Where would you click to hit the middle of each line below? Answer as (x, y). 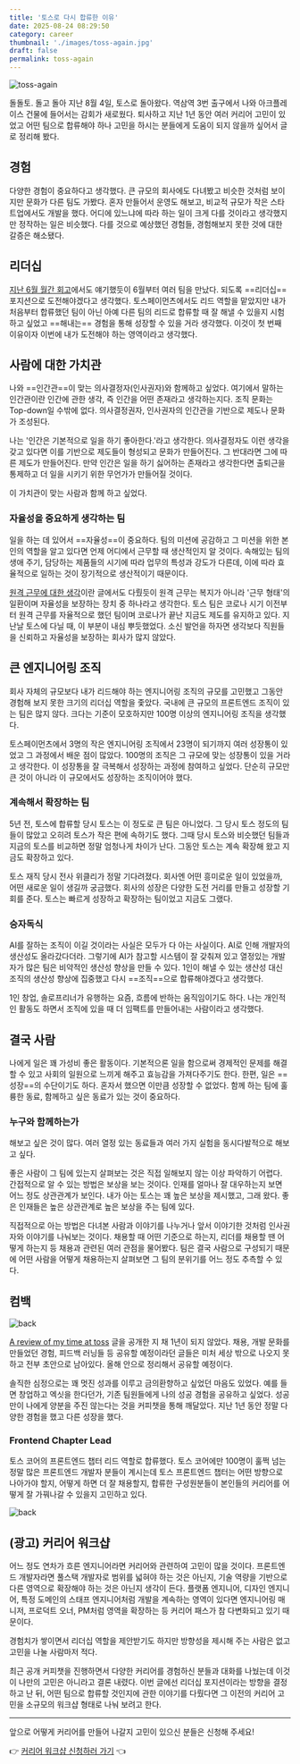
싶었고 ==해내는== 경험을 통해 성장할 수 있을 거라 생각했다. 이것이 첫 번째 (154, 323)
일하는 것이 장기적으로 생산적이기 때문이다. (114, 573)
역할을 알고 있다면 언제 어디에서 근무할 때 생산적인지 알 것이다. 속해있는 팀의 (158, 551)
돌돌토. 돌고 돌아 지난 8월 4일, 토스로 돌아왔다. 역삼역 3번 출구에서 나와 (133, 103)
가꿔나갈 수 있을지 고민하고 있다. (91, 1495)
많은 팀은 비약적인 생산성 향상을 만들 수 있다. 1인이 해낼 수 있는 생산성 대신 (154, 967)
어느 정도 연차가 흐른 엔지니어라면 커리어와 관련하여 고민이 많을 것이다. (132, 1566)
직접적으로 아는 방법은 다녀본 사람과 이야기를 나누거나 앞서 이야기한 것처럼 (138, 1226)
